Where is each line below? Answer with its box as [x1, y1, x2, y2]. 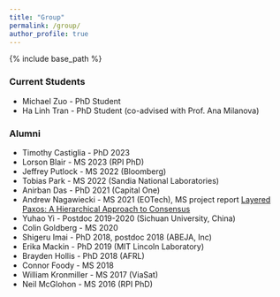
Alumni [9, 127, 42, 140]
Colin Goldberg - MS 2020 [21, 222, 119, 232]
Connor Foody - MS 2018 [21, 260, 115, 270]
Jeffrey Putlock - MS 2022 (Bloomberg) [21, 165, 167, 177]
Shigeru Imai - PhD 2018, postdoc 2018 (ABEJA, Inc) [21, 232, 212, 242]
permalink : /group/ [9, 21, 81, 30]
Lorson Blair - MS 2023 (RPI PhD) [21, 156, 145, 167]
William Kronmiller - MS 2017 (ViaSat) [21, 269, 159, 279]
